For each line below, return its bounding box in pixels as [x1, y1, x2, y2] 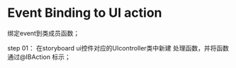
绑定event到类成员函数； [7, 29, 80, 37]
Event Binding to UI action [7, 5, 162, 21]
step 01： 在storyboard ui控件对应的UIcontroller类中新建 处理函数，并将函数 [7, 43, 229, 52]
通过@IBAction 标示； [7, 53, 71, 61]
